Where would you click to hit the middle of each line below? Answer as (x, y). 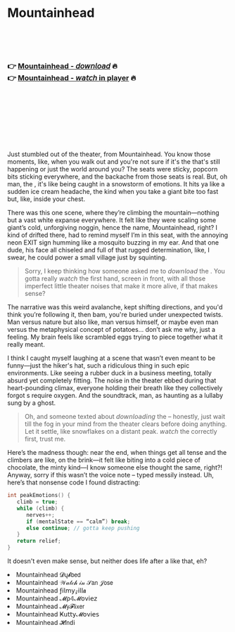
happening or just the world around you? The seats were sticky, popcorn (113, 169)
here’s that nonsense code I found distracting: (74, 482)
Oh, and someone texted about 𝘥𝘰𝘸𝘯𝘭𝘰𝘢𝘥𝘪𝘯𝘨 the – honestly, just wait (125, 417)
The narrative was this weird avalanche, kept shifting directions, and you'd (115, 307)
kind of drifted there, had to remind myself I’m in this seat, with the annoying (118, 235)
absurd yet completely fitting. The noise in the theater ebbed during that (112, 380)
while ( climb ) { (40, 508)
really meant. (26, 344)
